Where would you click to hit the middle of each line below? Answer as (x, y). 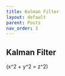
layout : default (26, 17)
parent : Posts (24, 23)
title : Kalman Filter (33, 12)
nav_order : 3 (22, 28)
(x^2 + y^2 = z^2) (27, 66)
